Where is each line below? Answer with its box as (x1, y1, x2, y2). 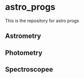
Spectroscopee (5, 65, 53, 74)
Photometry (5, 49, 43, 57)
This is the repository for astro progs (5, 18, 80, 24)
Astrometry (5, 32, 41, 40)
